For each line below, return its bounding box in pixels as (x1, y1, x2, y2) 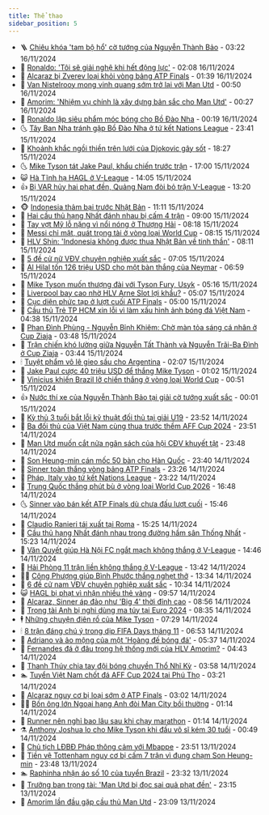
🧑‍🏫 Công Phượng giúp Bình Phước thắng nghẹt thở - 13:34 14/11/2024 (19, 571, 252, 580)
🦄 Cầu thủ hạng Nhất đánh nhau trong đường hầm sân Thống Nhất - (19, 528, 246, 537)
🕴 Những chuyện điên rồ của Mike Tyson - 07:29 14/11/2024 (19, 614, 218, 624)
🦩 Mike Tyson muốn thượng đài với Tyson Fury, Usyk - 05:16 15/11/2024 (19, 279, 258, 289)
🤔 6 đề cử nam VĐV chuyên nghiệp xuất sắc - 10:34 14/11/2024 (19, 579, 231, 589)
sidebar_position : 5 (8, 19, 78, 28)
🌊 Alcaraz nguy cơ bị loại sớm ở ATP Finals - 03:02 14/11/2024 (19, 690, 228, 700)
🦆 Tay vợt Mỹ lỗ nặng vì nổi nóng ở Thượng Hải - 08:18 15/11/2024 (19, 219, 239, 229)
